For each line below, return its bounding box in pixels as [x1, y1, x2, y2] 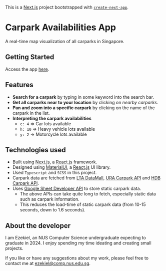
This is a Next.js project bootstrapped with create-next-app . [5, 5, 129, 10]
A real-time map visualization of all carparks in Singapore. [5, 38, 124, 44]
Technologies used [5, 145, 66, 154]
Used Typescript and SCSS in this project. [12, 170, 97, 176]
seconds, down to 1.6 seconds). [19, 207, 86, 213]
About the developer [5, 221, 71, 230]
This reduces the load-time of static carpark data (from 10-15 [19, 201, 146, 207]
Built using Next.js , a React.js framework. [12, 159, 97, 165]
